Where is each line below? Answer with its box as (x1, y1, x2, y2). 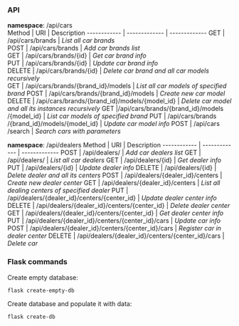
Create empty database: (7, 273, 78, 282)
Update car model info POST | (103, 120, 192, 128)
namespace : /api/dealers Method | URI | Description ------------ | (7, 141, 201, 149)
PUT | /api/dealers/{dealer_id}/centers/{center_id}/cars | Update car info (7, 216, 221, 225)
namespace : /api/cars (7, 21, 73, 30)
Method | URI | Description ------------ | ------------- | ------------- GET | (7, 28, 225, 37)
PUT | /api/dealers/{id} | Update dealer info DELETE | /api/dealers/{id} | (7, 164, 217, 172)
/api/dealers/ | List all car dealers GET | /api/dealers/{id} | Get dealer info (7, 156, 222, 164)
